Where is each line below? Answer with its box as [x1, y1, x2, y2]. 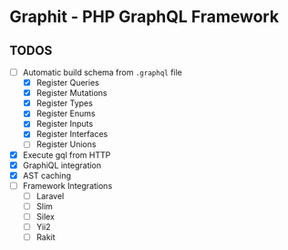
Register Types [36, 98, 93, 109]
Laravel [36, 190, 65, 202]
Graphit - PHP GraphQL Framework [9, 6, 280, 27]
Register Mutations [36, 88, 108, 99]
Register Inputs [36, 119, 94, 130]
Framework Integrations [22, 180, 113, 191]
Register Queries [36, 78, 100, 89]
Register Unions [36, 139, 97, 150]
